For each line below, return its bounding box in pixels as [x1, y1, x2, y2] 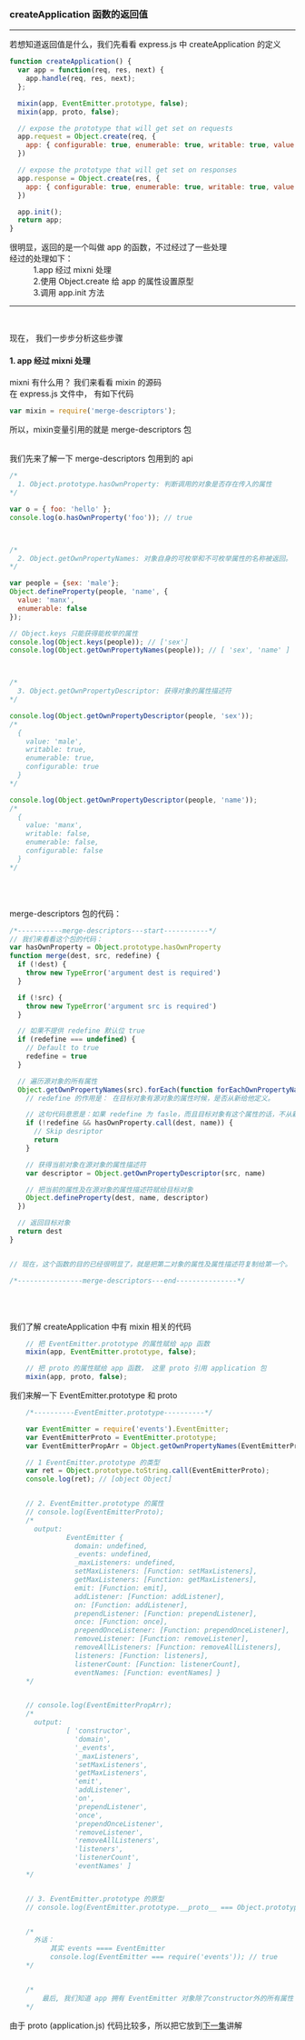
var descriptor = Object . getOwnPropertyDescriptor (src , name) [25, 1168, 266, 1178]
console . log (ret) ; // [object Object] [25, 1475, 172, 1484]
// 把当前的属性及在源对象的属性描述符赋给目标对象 [25, 1185, 193, 1195]
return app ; [17, 215, 64, 225]
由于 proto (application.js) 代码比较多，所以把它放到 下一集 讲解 [9, 2020, 243, 2031]
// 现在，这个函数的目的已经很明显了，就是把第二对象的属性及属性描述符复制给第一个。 [9, 1259, 292, 1269]
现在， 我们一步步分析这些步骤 [9, 333, 123, 344]
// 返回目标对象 [17, 1218, 71, 1228]
